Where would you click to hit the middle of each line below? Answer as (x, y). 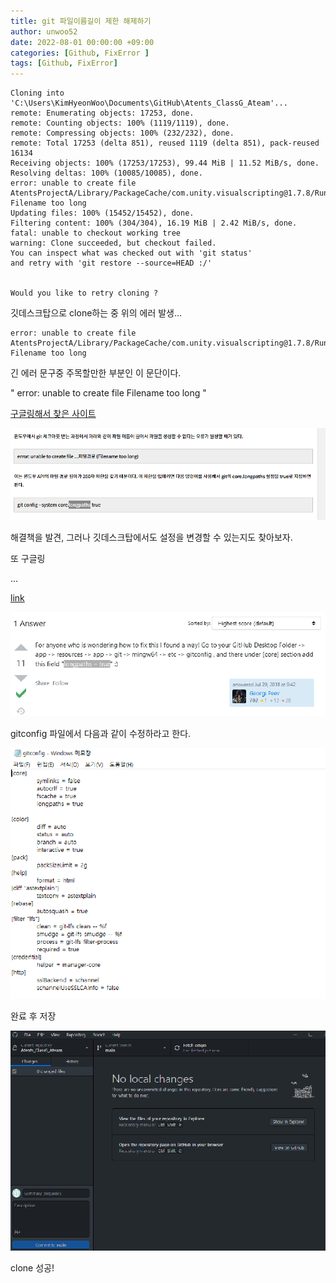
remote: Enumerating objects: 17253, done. (102, 113)
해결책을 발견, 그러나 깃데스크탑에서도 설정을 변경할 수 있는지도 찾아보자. (151, 537)
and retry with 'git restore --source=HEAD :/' (111, 263)
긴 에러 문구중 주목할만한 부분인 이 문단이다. (96, 373)
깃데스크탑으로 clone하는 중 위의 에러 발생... (96, 313)
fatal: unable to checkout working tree (96, 233)
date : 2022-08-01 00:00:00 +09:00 (82, 42)
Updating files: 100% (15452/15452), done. (102, 213)
